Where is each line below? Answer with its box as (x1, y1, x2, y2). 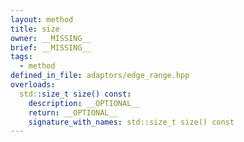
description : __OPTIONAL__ (28, 98, 141, 108)
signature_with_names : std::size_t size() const (28, 117, 235, 127)
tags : (10, 52, 33, 62)
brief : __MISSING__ (10, 42, 92, 53)
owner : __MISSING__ (10, 33, 92, 43)
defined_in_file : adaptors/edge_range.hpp (10, 71, 190, 81)
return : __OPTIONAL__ (28, 107, 118, 118)
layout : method (10, 14, 74, 25)
